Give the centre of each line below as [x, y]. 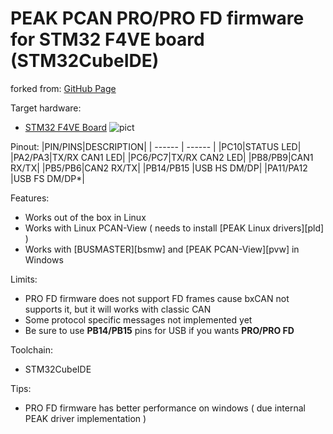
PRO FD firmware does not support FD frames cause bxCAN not [157, 298]
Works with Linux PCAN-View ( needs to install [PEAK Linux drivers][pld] [174, 228]
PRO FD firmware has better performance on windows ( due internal [165, 408]
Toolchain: [31, 349]
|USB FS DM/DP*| [47, 178]
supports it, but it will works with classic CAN [118, 309]
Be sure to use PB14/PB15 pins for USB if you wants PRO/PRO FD [159, 330]
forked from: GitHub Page [63, 88]
